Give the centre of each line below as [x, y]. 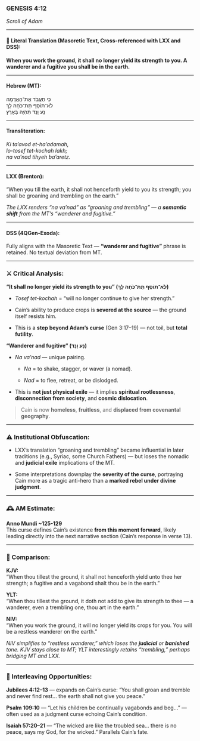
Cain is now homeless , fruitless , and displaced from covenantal [101, 409]
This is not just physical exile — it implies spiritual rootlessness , [95, 391]
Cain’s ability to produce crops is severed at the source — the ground [100, 310]
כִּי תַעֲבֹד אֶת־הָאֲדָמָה [29, 99]
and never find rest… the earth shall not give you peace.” [76, 696]
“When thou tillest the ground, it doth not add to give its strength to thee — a [100, 601]
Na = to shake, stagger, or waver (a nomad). [78, 369]
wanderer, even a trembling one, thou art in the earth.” [73, 607]
